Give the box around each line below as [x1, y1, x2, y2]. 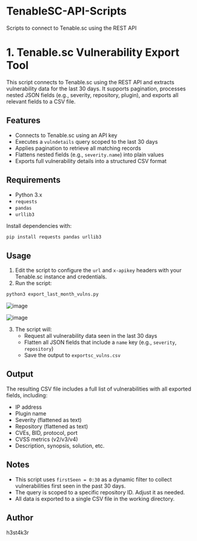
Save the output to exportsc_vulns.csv [24, 352, 121, 359]
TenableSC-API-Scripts [6, 4, 127, 18]
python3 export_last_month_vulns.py [6, 291, 99, 298]
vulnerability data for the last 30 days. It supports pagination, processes [6, 85, 186, 92]
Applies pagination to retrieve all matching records [15, 144, 141, 152]
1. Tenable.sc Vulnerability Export [6, 45, 180, 59]
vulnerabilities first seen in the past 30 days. [15, 482, 126, 489]
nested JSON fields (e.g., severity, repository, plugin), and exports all [6, 91, 179, 98]
